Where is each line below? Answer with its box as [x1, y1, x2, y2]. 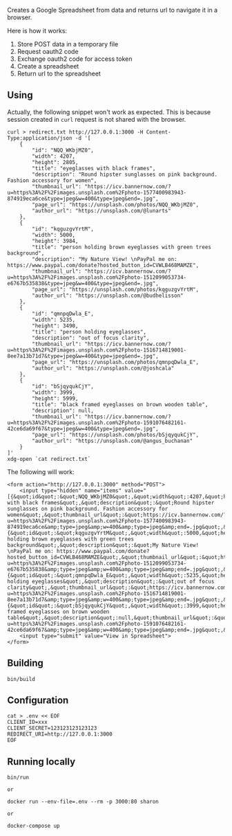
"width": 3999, [32, 389, 76, 396]
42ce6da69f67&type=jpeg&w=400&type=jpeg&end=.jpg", [7, 425, 159, 432]
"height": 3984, [32, 237, 79, 244]
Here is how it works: [7, 27, 68, 35]
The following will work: [7, 467, 75, 476]
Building [7, 657, 43, 669]
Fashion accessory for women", [7, 176, 97, 184]
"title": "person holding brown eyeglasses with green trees [32, 244, 212, 251]
